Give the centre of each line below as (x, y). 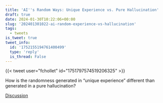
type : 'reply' (24, 52)
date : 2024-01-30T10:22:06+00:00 (40, 19)
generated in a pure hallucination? (41, 86)
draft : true (18, 15)
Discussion (17, 95)
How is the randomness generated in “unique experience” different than (80, 80)
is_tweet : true (21, 38)
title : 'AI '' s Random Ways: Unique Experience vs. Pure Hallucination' (82, 10)
